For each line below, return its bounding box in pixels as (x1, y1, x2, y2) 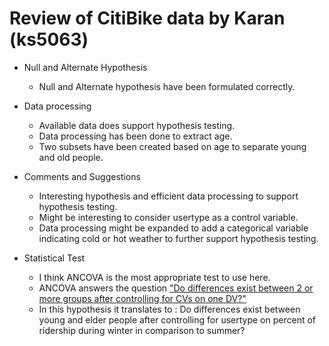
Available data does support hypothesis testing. (38, 119, 236, 131)
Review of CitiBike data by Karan (9, 7, 286, 30)
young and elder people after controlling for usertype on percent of (38, 313, 316, 326)
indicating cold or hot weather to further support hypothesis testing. (38, 232, 319, 244)
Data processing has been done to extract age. (38, 130, 233, 142)
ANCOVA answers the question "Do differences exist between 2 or (38, 282, 314, 294)
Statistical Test (23, 252, 86, 264)
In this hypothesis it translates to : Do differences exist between (38, 303, 301, 315)
